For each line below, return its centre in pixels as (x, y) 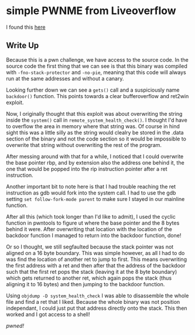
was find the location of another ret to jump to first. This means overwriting (97, 259)
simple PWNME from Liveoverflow (91, 11)
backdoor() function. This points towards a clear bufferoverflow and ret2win (97, 96)
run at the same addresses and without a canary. (65, 78)
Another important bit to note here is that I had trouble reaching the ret (91, 186)
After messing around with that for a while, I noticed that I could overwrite (95, 156)
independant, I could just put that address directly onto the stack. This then (97, 308)
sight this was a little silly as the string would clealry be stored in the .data (95, 132)
